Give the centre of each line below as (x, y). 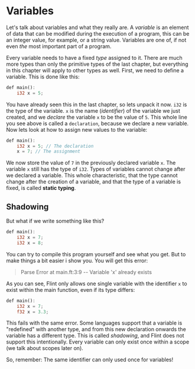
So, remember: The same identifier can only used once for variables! (90, 360)
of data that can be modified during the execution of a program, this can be (98, 33)
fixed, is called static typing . (41, 188)
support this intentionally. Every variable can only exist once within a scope (98, 342)
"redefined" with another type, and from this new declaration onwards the (96, 329)
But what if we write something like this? (55, 221)
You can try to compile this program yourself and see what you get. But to (96, 254)
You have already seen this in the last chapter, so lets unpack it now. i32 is (97, 104)
